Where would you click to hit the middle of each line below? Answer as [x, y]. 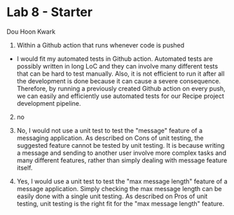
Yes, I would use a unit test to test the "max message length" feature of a [122, 181]
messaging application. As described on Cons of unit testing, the [110, 138]
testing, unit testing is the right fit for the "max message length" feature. [121, 203]
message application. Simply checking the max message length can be [119, 188]
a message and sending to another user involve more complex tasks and [122, 153]
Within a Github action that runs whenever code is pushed [101, 45]
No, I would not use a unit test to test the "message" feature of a [110, 130]
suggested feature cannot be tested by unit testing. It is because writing [121, 145]
